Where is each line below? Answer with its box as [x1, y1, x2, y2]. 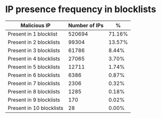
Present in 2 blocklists [8, 38, 61, 46]
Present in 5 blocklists [8, 63, 61, 70]
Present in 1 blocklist [8, 30, 58, 37]
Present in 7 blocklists [8, 80, 61, 87]
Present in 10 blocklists [8, 104, 64, 111]
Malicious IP [20, 22, 51, 29]
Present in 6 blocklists [8, 71, 61, 78]
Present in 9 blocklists [8, 96, 61, 103]
